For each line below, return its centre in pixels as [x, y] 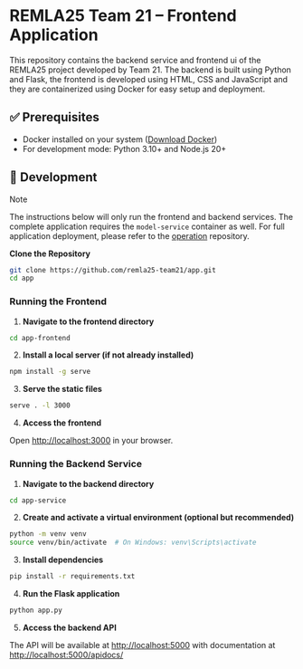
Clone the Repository [50, 253]
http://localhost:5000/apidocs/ [66, 655]
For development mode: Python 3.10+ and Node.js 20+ [124, 148]
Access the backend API [70, 627]
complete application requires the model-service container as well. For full [147, 226]
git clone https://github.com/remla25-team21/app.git [113, 270]
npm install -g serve [50, 372]
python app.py [36, 611]
